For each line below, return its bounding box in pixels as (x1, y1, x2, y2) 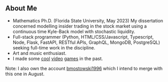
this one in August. (5, 71, 45, 77)
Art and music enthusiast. (12, 50, 67, 56)
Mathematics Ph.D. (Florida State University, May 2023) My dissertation (12, 17, 163, 23)
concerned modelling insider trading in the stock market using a (12, 23, 147, 29)
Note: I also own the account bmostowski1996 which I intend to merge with (5, 65, 163, 71)
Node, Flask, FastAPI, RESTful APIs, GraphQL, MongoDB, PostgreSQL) (12, 39, 160, 45)
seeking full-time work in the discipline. (12, 44, 96, 50)
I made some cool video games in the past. (12, 56, 103, 62)
